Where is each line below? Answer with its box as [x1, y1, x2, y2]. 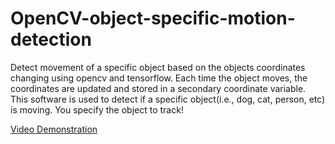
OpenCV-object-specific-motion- [10, 7, 296, 30]
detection [10, 28, 92, 51]
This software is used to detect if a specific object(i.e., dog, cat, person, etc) [10, 93, 326, 105]
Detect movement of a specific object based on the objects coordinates [10, 61, 306, 73]
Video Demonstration [10, 123, 98, 135]
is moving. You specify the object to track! [10, 103, 184, 116]
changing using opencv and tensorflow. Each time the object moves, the [10, 72, 308, 84]
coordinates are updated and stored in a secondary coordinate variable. [10, 82, 307, 94]
